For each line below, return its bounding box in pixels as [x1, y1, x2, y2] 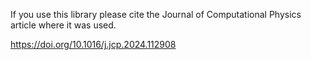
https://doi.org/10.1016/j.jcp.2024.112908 [10, 39, 177, 50]
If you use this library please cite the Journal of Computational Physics [10, 9, 302, 20]
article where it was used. [10, 19, 117, 31]
